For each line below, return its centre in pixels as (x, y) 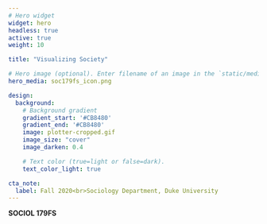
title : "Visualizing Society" (58, 60)
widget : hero (30, 23)
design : (21, 95)
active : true (30, 38)
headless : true (33, 30)
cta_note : (25, 183)
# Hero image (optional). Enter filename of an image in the (112, 74)
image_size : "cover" (56, 140)
